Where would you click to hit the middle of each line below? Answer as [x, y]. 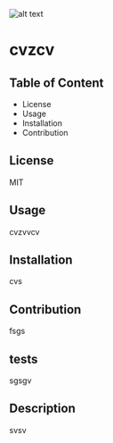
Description [42, 409]
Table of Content [56, 83]
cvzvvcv [24, 231]
